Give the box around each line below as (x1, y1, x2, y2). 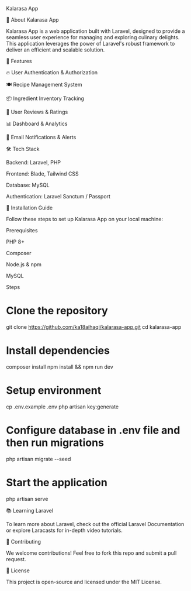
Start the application (6, 476, 108, 489)
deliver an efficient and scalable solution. (6, 46, 105, 53)
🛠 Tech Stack (6, 146, 40, 152)
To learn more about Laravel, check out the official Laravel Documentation (6, 520, 185, 527)
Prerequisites (6, 227, 38, 233)
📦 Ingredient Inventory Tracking (6, 95, 85, 102)
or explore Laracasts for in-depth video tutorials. (6, 527, 123, 534)
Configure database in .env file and (6, 424, 180, 437)
